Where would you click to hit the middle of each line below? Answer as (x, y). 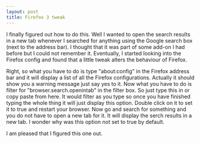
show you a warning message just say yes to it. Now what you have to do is (99, 83)
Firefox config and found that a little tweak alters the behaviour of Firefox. (97, 60)
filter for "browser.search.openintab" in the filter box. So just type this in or (98, 90)
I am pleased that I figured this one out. (54, 133)
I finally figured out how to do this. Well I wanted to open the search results (99, 34)
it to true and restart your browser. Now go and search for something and (96, 109)
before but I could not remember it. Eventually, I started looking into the (94, 53)
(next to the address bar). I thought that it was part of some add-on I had (96, 47)
